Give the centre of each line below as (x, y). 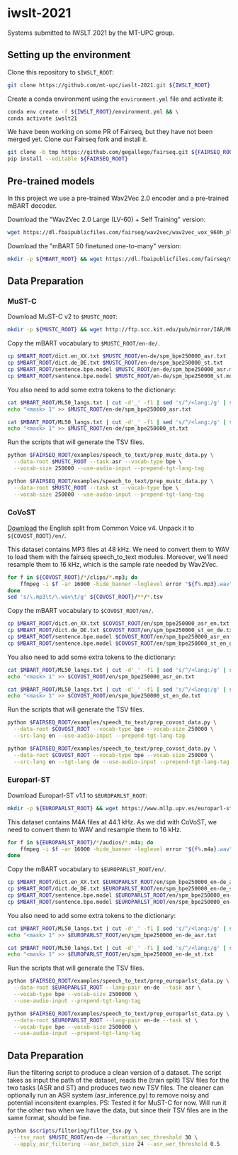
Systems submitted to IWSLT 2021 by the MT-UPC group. (91, 33)
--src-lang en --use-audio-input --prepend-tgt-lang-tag (100, 736)
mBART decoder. (32, 205)
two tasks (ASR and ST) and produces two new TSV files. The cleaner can (116, 1088)
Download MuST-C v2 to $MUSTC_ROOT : (63, 316)
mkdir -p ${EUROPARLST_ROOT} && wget (63, 808)
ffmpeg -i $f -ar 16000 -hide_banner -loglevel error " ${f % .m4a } (119, 849)
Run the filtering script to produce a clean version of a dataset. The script (114, 1073)
